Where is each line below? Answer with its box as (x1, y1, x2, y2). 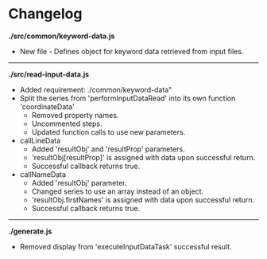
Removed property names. (31, 110, 119, 120)
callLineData (19, 135, 61, 145)
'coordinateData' (19, 101, 75, 112)
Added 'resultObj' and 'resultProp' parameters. (31, 144, 185, 154)
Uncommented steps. (31, 119, 103, 128)
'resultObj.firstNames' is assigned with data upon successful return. (31, 194, 255, 204)
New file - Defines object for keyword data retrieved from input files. (19, 46, 244, 56)
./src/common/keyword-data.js (8, 31, 115, 41)
